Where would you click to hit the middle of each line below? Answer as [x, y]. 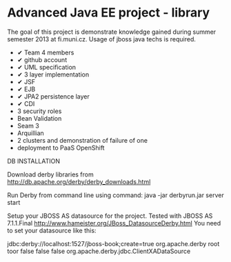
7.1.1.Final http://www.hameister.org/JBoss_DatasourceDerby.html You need [114, 223]
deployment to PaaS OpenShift [61, 148]
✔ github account [42, 59]
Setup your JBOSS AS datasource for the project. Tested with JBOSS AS [110, 216]
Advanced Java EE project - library [109, 13]
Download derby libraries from [51, 174]
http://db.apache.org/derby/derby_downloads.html [79, 181]
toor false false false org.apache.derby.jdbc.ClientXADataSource [99, 251]
